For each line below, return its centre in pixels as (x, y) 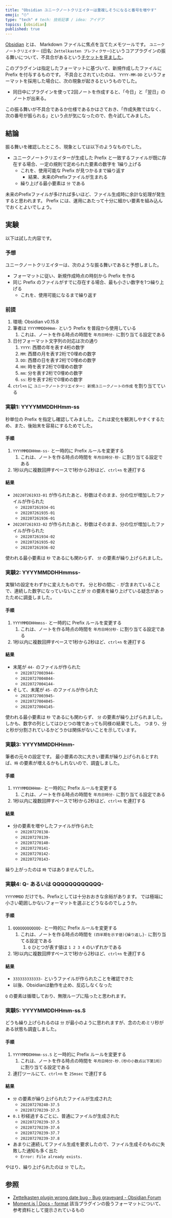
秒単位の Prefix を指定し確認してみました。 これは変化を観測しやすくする (83, 419)
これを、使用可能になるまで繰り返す (59, 295)
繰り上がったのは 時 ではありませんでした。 (51, 870)
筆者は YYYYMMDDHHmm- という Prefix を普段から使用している (74, 328)
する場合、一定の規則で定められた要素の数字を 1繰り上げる (79, 164)
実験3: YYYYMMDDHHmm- (40, 744)
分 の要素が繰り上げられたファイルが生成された (62, 1098)
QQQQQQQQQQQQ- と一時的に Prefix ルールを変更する (65, 928)
